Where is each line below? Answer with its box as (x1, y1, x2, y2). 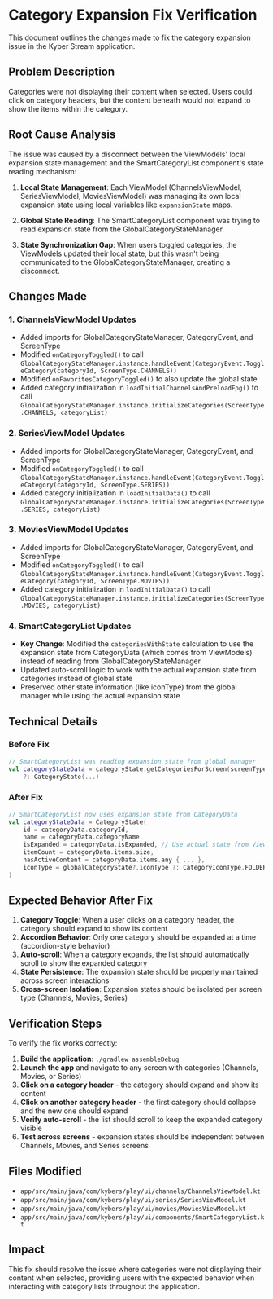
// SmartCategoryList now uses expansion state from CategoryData (8, 810, 238, 818)
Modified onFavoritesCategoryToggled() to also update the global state (19, 374, 258, 384)
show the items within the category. (8, 103, 128, 113)
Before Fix (8, 739, 50, 751)
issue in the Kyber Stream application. (8, 41, 136, 51)
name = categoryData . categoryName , (23, 833, 144, 841)
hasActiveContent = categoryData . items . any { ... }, (23, 856, 206, 864)
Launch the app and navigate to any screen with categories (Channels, (19, 1063, 258, 1072)
